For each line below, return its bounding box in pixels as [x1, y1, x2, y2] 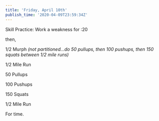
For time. [5, 111, 24, 117]
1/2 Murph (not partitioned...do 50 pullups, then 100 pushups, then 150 [5, 46, 154, 52]
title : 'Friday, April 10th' [5, 7, 67, 13]
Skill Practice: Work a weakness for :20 [5, 26, 88, 32]
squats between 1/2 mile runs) [5, 52, 69, 58]
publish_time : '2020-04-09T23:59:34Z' [5, 12, 88, 17]
